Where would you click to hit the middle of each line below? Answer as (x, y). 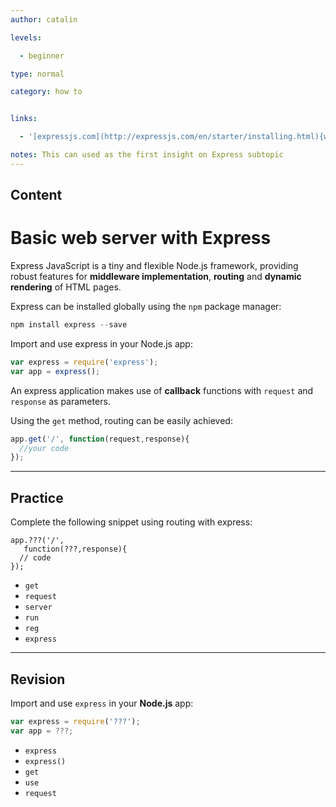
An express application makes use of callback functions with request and (162, 390)
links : (24, 119)
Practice (37, 497)
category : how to (46, 92)
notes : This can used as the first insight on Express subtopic (147, 155)
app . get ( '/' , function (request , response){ (100, 439)
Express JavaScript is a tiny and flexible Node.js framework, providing (154, 266)
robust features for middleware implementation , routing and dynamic (156, 277)
